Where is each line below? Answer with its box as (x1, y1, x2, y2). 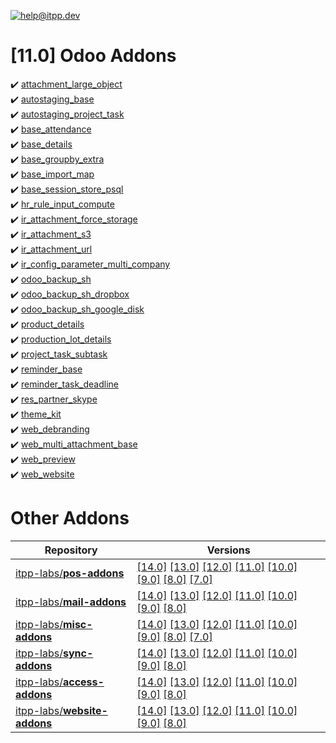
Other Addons (10, 507, 130, 530)
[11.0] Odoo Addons (10, 45, 177, 67)
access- (62, 675, 105, 689)
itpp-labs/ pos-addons (15, 566, 125, 580)
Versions (206, 543, 251, 557)
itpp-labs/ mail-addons (15, 595, 127, 609)
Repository (44, 543, 98, 557)
